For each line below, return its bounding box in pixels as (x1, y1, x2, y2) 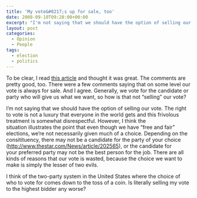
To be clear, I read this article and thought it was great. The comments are (6, 74, 186, 82)
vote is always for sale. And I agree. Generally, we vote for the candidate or (6, 87, 189, 94)
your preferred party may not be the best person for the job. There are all (6, 148, 184, 155)
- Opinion (11, 36, 35, 42)
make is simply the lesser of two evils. (6, 161, 98, 168)
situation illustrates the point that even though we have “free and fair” (6, 124, 175, 131)
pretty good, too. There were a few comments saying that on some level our (6, 80, 191, 87)
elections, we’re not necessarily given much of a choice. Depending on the (6, 129, 188, 137)
